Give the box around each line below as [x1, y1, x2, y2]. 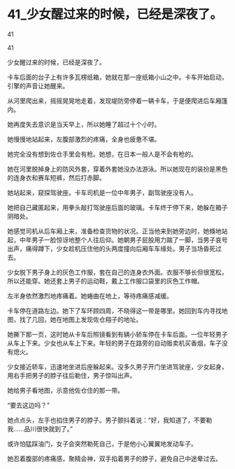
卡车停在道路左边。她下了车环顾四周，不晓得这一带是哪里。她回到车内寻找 [7, 306, 222, 315]
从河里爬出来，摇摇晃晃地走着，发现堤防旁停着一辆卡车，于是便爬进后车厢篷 [7, 96, 228, 105]
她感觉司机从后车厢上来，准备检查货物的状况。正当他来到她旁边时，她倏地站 [7, 227, 228, 235]
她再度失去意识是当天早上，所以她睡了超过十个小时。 [7, 120, 161, 128]
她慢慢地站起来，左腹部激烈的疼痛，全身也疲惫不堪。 [7, 134, 161, 143]
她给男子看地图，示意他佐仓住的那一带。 [7, 386, 124, 394]
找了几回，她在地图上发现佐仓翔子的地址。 [19, 315, 142, 323]
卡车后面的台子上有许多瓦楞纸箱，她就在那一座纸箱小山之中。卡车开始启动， [7, 73, 228, 81]
